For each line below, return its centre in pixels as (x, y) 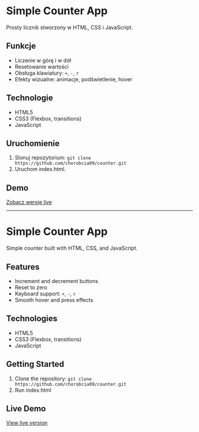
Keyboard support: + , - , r (45, 293)
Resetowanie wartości (42, 66)
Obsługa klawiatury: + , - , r (46, 73)
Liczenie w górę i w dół (43, 60)
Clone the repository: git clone (53, 379)
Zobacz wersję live (29, 202)
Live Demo (26, 409)
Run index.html (33, 390)
